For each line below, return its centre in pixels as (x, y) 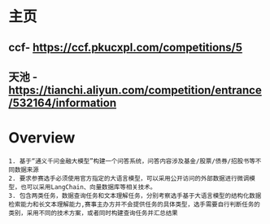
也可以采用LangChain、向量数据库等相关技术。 (88, 187)
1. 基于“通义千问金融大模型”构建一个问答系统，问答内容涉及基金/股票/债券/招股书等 (132, 161)
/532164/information (62, 103)
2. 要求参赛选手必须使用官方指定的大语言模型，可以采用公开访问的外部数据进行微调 (129, 178)
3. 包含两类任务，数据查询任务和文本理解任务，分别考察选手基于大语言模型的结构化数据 (135, 195)
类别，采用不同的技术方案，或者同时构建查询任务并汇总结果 (93, 213)
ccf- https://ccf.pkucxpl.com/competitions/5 (125, 47)
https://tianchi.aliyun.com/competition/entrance (135, 90)
